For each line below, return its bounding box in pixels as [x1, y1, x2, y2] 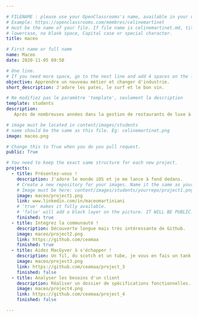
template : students [6, 101, 54, 107]
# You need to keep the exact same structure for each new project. [6, 160, 178, 166]
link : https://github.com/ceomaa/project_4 [16, 291, 126, 298]
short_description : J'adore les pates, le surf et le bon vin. [6, 84, 165, 90]
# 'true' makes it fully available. [16, 204, 107, 210]
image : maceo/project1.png [16, 193, 83, 199]
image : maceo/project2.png [16, 231, 83, 237]
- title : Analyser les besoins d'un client [11, 275, 120, 280]
